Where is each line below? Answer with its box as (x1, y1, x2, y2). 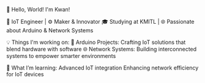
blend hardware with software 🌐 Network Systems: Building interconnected (6, 46, 197, 52)
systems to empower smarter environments (6, 52, 116, 59)
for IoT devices (6, 71, 44, 78)
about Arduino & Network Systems (6, 27, 94, 34)
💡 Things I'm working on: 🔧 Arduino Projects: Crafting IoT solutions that (6, 38, 186, 46)
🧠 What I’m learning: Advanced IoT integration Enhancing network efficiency (6, 64, 199, 71)
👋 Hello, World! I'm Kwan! (6, 6, 70, 13)
